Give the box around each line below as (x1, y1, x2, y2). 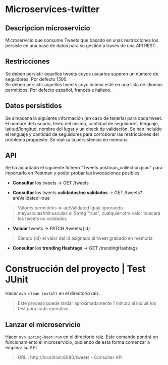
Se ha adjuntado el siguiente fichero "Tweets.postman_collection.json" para (5, 165, 163, 171)
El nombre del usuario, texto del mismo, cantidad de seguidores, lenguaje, (5, 120, 159, 126)
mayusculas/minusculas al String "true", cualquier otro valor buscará (17, 210, 160, 216)
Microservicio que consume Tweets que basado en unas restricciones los (5, 37, 159, 43)
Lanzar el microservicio (5, 320, 81, 329)
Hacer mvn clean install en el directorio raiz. (5, 290, 100, 297)
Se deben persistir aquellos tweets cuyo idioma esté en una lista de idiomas (5, 81, 163, 87)
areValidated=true (12, 195, 50, 201)
